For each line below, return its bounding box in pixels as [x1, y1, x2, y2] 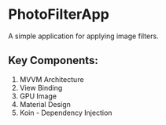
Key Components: [8, 54, 98, 67]
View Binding [19, 83, 63, 92]
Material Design [19, 99, 71, 109]
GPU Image [19, 91, 57, 101]
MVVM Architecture [19, 74, 84, 84]
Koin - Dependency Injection [19, 108, 113, 117]
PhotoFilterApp [8, 5, 110, 23]
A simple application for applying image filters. [8, 31, 159, 41]
